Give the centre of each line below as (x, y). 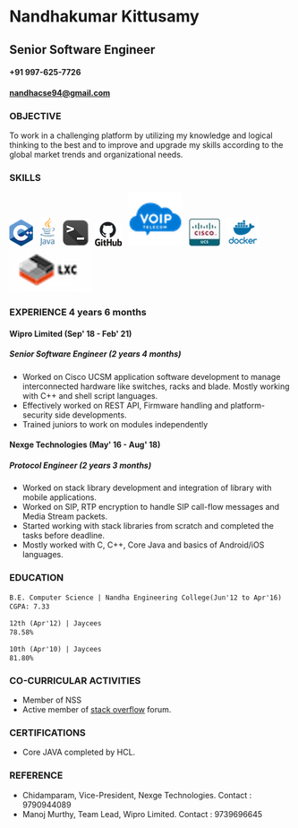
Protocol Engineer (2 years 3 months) (81, 466)
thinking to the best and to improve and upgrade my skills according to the (146, 145)
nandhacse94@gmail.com (60, 92)
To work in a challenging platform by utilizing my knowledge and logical (141, 135)
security (38, 415)
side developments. (91, 415)
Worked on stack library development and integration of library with (147, 488)
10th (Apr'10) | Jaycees (55, 649)
